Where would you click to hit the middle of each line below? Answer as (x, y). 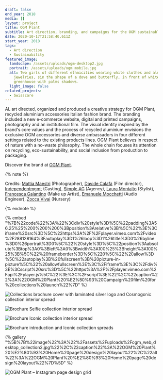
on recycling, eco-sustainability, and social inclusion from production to (76, 150)
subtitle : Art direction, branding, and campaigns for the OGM (70, 32)
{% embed (16, 218)
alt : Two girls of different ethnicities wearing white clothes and (80, 73)
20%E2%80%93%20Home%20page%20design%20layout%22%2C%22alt (81, 353)
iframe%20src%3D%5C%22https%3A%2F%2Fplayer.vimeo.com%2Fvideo (81, 233)
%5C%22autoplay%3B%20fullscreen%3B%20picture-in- (63, 259)
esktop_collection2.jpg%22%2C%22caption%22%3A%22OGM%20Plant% (81, 347)
